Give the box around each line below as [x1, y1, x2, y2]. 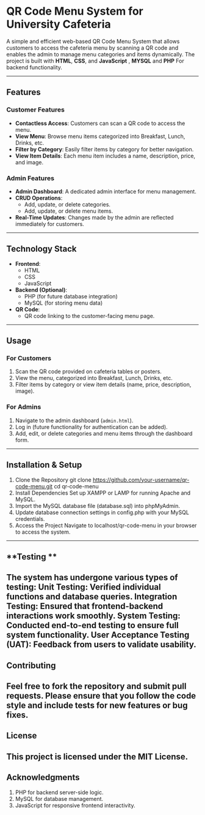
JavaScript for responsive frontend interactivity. [15, 802, 135, 809]
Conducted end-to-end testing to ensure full [6, 620, 179, 631]
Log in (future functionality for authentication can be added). [15, 423, 168, 430]
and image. [15, 158, 44, 166]
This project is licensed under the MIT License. [6, 751, 189, 762]
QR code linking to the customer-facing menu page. [24, 312, 155, 319]
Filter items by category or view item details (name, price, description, [15, 381, 192, 389]
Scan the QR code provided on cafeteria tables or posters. [15, 368, 162, 375]
